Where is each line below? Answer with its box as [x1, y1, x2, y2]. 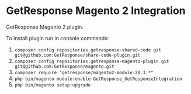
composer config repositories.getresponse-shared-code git [14, 47, 162, 53]
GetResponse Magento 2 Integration [6, 4, 186, 18]
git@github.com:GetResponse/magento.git [14, 63, 114, 69]
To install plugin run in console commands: [6, 34, 109, 41]
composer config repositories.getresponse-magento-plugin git [14, 58, 169, 64]
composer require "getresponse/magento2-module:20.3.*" [14, 69, 154, 75]
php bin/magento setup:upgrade [14, 82, 91, 88]
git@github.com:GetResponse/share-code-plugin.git [14, 52, 141, 58]
